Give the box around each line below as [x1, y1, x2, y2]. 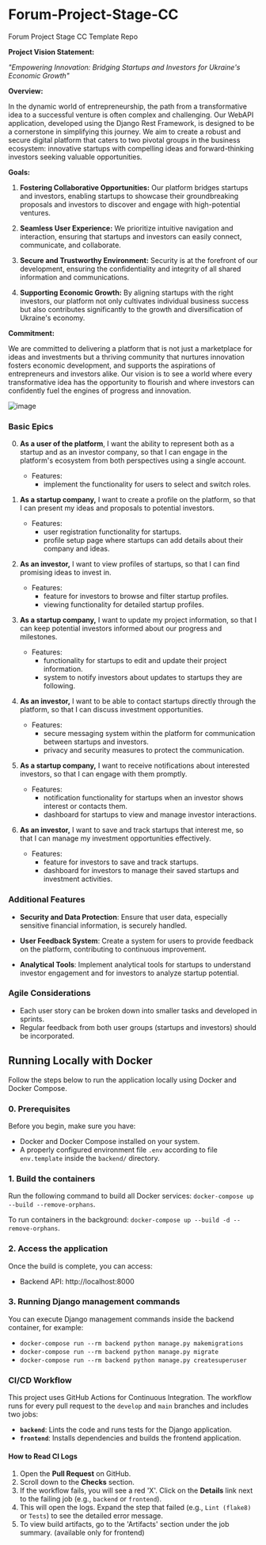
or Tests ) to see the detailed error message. [19, 1511, 164, 1520]
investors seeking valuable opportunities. [8, 152, 142, 162]
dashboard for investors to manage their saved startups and [43, 866, 239, 875]
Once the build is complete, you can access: [8, 1261, 153, 1271]
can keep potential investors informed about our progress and [19, 624, 222, 633]
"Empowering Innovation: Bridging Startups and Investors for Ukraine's [8, 62, 241, 72]
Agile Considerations [8, 988, 91, 999]
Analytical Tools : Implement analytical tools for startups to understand [19, 959, 251, 969]
